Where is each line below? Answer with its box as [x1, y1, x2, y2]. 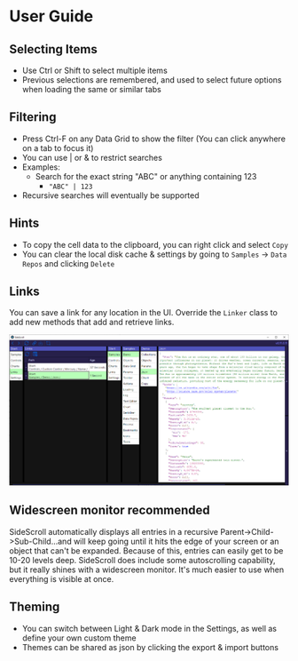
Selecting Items [9, 42, 98, 57]
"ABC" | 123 [48, 182, 93, 191]
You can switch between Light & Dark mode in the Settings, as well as [21, 623, 278, 633]
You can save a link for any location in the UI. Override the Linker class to [9, 307, 278, 318]
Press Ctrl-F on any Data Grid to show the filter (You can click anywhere [21, 133, 286, 144]
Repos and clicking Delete [21, 258, 115, 268]
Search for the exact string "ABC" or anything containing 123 [35, 171, 257, 181]
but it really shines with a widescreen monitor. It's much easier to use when [9, 564, 285, 575]
